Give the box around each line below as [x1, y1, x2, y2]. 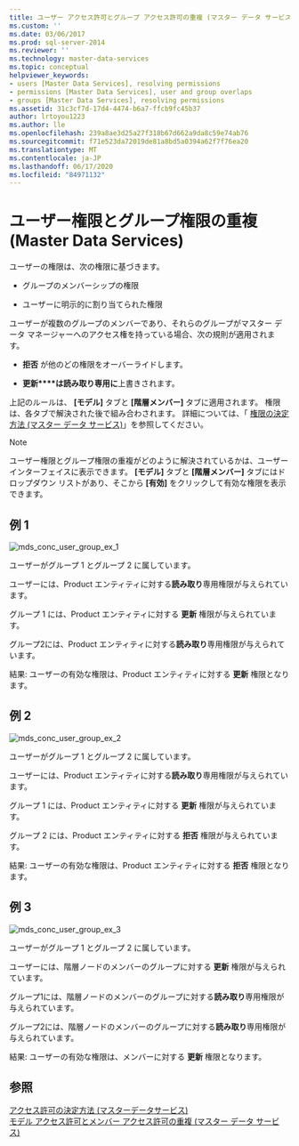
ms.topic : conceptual [9, 63, 90, 72]
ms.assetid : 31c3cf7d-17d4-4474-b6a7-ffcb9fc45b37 [9, 104, 201, 113]
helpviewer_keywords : [9, 71, 90, 80]
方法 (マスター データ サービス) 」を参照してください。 [9, 419, 209, 430]
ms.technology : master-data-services [9, 54, 149, 63]
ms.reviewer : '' [9, 46, 69, 55]
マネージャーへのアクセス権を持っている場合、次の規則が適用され [26, 329, 268, 340]
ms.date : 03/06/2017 [9, 29, 86, 38]
